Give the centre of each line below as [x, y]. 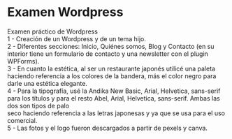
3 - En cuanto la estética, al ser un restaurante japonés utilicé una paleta [111, 68]
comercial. [22, 120]
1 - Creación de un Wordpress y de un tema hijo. [77, 38]
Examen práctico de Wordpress [52, 31]
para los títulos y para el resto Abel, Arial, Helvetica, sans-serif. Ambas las [114, 98]
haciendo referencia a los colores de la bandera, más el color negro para [112, 76]
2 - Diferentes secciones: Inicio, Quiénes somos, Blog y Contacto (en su [111, 46]
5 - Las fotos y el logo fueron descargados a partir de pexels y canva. [108, 128]
